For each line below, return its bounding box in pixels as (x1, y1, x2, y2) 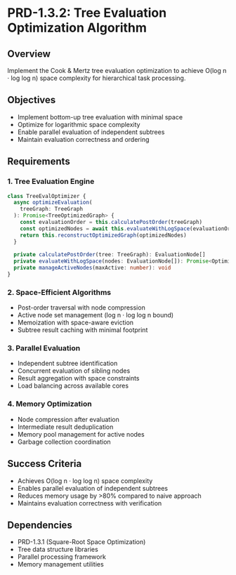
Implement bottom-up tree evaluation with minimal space (17, 112, 183, 121)
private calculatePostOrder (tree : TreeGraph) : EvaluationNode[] (13, 251, 206, 258)
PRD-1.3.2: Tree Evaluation (7, 5, 167, 21)
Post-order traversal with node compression (17, 303, 145, 312)
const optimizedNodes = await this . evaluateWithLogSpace (20, 225, 190, 232)
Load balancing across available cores (17, 381, 129, 390)
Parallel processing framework (17, 553, 107, 561)
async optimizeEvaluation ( (13, 199, 93, 206)
